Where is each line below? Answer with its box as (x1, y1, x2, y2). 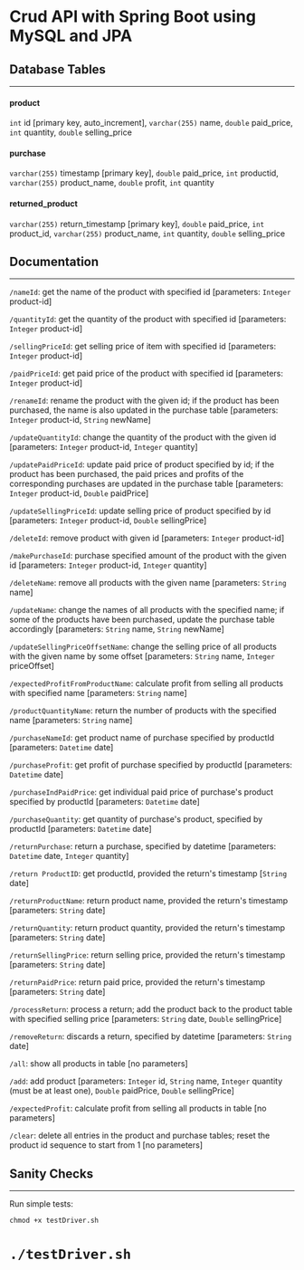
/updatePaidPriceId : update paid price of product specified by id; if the (9, 459, 274, 470)
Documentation (9, 254, 100, 269)
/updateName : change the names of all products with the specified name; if (9, 605, 285, 616)
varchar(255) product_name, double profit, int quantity (9, 177, 214, 188)
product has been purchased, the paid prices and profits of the (9, 469, 244, 480)
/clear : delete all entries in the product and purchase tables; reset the (9, 1130, 271, 1141)
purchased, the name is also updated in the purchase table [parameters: (9, 405, 279, 415)
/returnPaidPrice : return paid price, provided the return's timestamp (9, 977, 265, 988)
